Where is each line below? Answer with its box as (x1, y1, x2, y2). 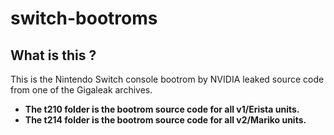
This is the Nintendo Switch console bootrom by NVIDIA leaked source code (10, 73, 325, 85)
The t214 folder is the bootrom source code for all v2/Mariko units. (24, 114, 307, 126)
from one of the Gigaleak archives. (10, 84, 153, 96)
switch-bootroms (10, 7, 158, 30)
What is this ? (10, 47, 97, 64)
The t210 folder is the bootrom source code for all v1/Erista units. (24, 103, 300, 115)
